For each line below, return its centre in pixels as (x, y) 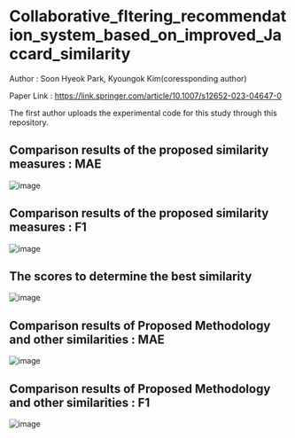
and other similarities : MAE (87, 339)
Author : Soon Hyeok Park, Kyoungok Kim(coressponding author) (128, 78)
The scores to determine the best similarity (131, 276)
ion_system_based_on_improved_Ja (145, 35)
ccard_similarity (70, 54)
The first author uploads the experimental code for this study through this (143, 113)
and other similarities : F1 (80, 402)
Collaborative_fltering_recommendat (148, 16)
